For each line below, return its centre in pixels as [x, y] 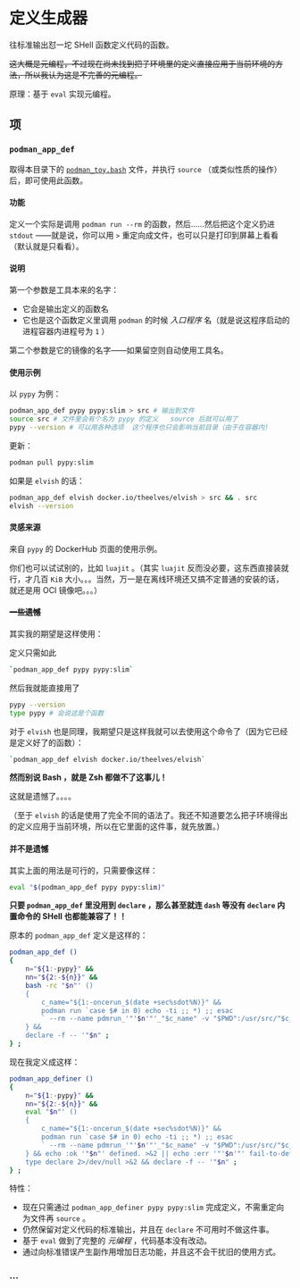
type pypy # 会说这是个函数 [57, 713]
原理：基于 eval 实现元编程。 [62, 94]
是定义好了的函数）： [46, 742]
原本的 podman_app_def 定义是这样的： [79, 935]
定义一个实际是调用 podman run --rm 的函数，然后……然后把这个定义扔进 [142, 223]
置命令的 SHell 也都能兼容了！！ [68, 916]
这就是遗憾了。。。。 [42, 797]
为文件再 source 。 [56, 1218]
